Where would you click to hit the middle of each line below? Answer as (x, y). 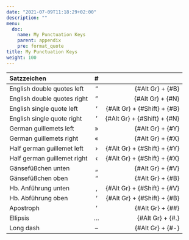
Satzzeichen (28, 78)
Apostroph (24, 208)
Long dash (24, 228)
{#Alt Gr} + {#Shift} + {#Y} (143, 148)
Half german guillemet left (47, 148)
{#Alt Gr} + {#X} (157, 138)
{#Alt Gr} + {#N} (157, 99)
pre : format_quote (41, 47)
